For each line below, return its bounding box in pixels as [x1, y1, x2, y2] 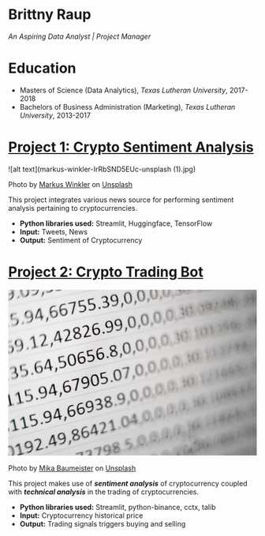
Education [8, 59, 77, 77]
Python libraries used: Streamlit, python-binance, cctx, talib [19, 503, 216, 512]
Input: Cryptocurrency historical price [19, 511, 144, 520]
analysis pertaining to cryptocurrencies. [8, 203, 138, 212]
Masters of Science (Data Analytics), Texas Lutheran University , [19, 85, 229, 95]
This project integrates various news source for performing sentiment [8, 195, 234, 204]
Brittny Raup [8, 6, 91, 24]
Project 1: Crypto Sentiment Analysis [8, 138, 254, 156]
